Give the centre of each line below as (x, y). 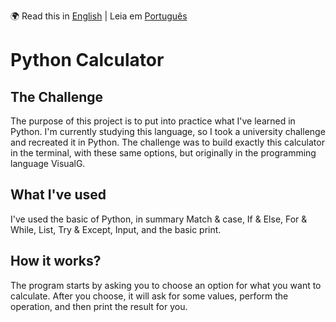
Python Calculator (87, 60)
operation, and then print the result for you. (99, 306)
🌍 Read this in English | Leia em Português (99, 16)
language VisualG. (48, 163)
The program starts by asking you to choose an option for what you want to (166, 285)
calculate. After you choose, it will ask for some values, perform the (149, 296)
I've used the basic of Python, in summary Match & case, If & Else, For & (159, 219)
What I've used (58, 195)
